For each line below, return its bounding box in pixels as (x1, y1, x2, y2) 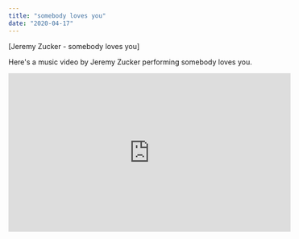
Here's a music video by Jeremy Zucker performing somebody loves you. (8, 57, 252, 67)
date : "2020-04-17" (8, 19, 74, 27)
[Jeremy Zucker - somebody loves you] (8, 41, 140, 51)
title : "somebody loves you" (8, 11, 106, 20)
